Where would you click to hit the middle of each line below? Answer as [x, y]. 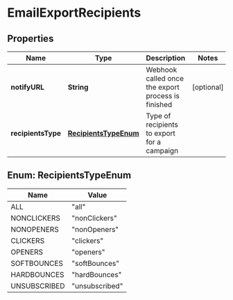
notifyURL [28, 87]
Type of [158, 116]
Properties [31, 39]
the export [162, 87]
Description [165, 58]
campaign [162, 151]
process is [163, 96]
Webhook [161, 70]
